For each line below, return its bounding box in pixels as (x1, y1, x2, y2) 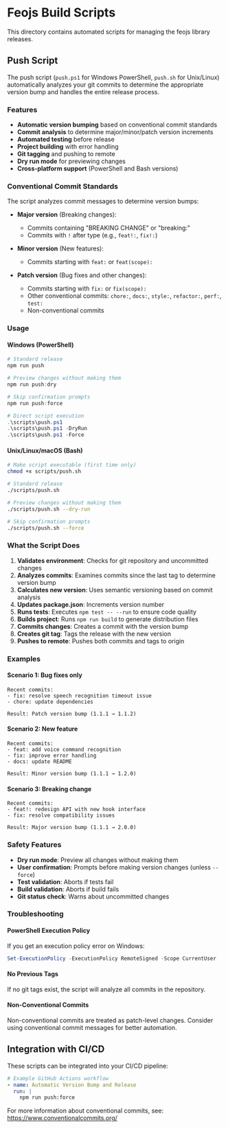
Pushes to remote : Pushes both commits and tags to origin (16, 636, 185, 645)
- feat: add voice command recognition (7, 746, 122, 753)
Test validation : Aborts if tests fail (16, 877, 114, 885)
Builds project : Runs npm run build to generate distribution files (16, 614, 198, 623)
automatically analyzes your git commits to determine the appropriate (7, 80, 204, 89)
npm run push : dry (7, 381, 57, 388)
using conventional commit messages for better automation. (7, 1023, 177, 1031)
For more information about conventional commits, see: (7, 1106, 163, 1115)
